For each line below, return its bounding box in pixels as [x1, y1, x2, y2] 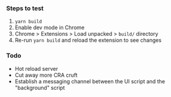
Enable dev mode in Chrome [14, 24, 85, 31]
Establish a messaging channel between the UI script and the [14, 77, 166, 85]
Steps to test [6, 4, 44, 12]
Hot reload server [14, 65, 58, 72]
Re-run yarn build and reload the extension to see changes [14, 37, 162, 44]
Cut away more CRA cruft [14, 71, 78, 79]
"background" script [14, 84, 66, 91]
